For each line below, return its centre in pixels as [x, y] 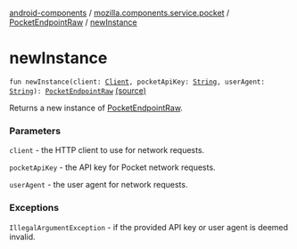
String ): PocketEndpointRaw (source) [78, 90]
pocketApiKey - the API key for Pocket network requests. [112, 167]
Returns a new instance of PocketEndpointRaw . [96, 108]
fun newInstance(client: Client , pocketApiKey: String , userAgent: [137, 82]
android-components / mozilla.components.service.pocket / [120, 13]
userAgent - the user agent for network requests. [99, 185]
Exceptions [34, 208]
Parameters [35, 131]
